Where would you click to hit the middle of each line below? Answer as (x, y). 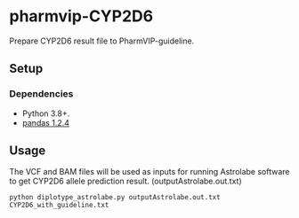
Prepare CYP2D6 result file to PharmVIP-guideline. (102, 41)
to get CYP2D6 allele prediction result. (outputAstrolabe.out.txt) (125, 181)
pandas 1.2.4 (45, 122)
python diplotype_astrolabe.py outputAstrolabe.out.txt (115, 198)
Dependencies (41, 94)
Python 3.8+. (46, 113)
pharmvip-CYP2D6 (81, 16)
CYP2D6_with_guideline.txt (59, 206)
